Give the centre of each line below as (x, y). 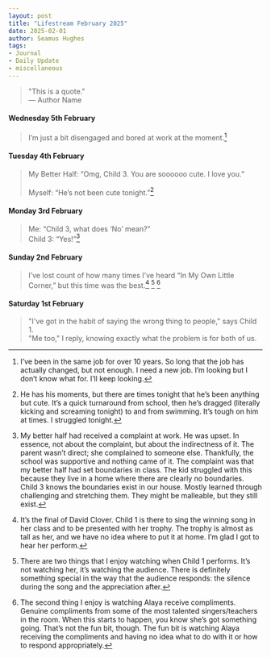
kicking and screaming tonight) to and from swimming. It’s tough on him (139, 411)
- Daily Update (34, 61)
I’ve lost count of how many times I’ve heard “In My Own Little (131, 275)
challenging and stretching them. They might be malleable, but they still (139, 496)
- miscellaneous (35, 69)
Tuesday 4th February (46, 156)
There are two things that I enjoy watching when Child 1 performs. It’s (135, 561)
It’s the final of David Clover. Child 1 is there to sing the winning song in (138, 520)
